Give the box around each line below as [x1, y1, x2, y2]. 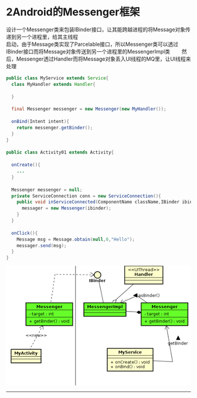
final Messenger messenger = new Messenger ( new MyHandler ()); [11, 106, 167, 112]
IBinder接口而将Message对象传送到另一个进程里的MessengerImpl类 [6, 48, 171, 55]
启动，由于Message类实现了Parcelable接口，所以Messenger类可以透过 [6, 41, 179, 48]
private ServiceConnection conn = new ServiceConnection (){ [11, 193, 161, 199]
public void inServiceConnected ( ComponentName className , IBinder [16, 199, 180, 205]
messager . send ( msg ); [16, 242, 67, 249]
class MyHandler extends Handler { [11, 81, 96, 87]
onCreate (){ [11, 162, 41, 168]
